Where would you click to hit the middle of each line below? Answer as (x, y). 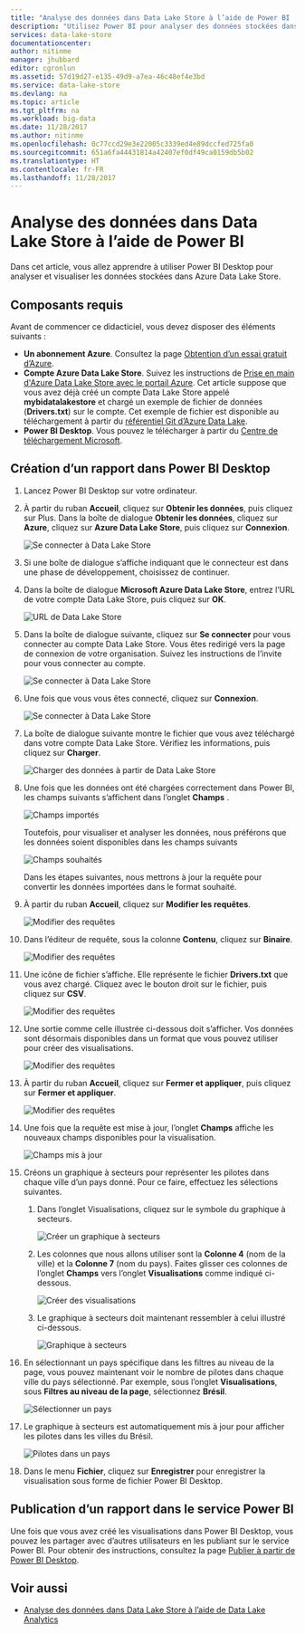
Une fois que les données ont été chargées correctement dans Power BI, (159, 788)
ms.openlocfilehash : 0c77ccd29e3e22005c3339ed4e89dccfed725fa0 (132, 144)
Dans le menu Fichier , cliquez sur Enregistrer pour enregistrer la (144, 1471)
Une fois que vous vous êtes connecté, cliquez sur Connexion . (141, 698)
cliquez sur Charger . (62, 752)
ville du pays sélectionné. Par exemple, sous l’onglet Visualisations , (150, 1381)
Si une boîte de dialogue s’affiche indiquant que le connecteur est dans (156, 562)
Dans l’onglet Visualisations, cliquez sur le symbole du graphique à (161, 1209)
